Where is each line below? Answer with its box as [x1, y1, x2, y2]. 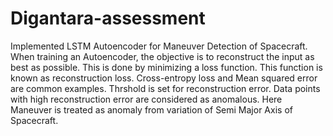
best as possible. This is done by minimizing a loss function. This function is [10, 61, 323, 73]
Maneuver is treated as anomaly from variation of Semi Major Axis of [10, 103, 293, 116]
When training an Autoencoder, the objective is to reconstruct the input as [10, 50, 315, 62]
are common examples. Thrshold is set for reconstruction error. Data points [10, 82, 321, 94]
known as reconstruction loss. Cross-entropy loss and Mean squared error [10, 72, 318, 84]
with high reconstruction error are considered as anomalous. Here [10, 93, 283, 105]
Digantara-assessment [10, 7, 206, 30]
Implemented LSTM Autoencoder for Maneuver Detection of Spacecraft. [10, 40, 308, 52]
